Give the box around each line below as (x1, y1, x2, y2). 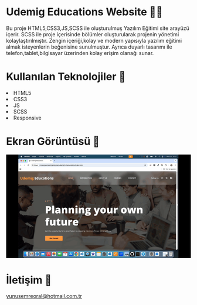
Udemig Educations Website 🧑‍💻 (6, 5, 163, 19)
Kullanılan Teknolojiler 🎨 (6, 70, 126, 84)
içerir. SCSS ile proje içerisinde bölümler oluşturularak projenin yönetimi (6, 30, 179, 37)
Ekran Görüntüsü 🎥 (6, 135, 100, 148)
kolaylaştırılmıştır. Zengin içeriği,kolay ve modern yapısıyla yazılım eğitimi (6, 37, 182, 44)
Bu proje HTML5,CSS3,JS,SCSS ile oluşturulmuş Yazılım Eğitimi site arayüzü (6, 25, 189, 32)
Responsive (13, 114, 42, 121)
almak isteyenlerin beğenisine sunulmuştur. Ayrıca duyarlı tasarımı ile (6, 43, 172, 50)
